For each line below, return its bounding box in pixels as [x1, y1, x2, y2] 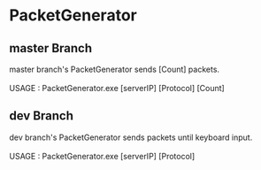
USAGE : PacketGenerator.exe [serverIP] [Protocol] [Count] [9, 83, 226, 93]
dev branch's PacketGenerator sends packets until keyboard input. [9, 132, 253, 143]
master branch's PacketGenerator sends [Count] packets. [9, 64, 219, 74]
